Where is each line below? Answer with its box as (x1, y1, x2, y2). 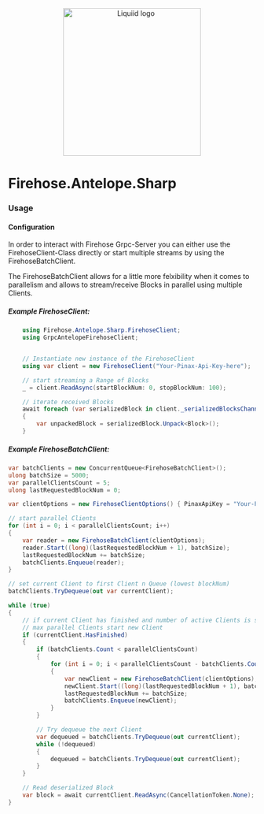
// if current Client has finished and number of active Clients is (22, 616, 251, 624)
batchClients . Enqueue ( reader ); (22, 559, 125, 567)
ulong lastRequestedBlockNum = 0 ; (8, 486, 122, 494)
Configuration (8, 222, 55, 232)
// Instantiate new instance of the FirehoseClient (22, 355, 195, 363)
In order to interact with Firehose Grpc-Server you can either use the (8, 240, 231, 249)
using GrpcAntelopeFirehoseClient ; (22, 334, 139, 342)
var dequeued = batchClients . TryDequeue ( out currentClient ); (36, 733, 241, 741)
